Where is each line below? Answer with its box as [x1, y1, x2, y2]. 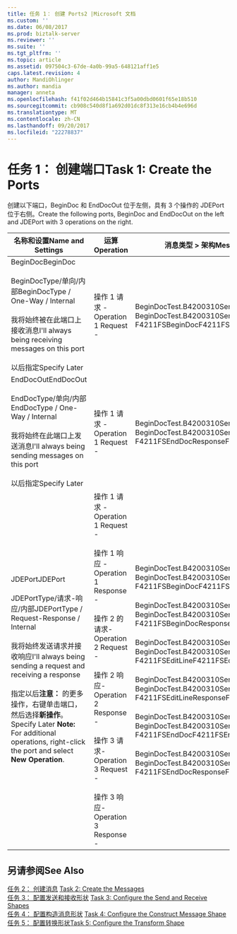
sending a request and [11, 661, 85, 671]
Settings [34, 245, 63, 255]
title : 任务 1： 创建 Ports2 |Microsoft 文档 [7, 10, 136, 18]
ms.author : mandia [7, 83, 61, 90]
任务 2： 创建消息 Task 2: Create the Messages [7, 885, 145, 893]
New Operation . [11, 754, 65, 764]
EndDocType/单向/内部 [11, 394, 87, 404]
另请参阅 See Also [7, 864, 85, 877]
